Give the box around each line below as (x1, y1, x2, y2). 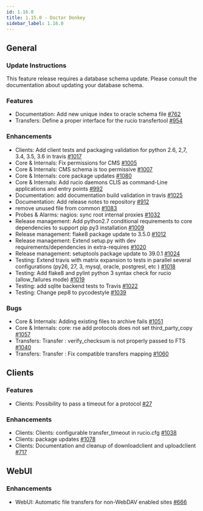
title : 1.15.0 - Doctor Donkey (6, 15, 86, 21)
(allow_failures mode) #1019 (15, 276, 85, 283)
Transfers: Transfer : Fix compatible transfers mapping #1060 (15, 350, 169, 357)
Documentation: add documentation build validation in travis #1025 (15, 191, 183, 199)
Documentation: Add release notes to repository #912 (15, 198, 150, 205)
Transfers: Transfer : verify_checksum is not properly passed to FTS (15, 337, 185, 345)
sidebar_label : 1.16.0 (6, 20, 64, 26)
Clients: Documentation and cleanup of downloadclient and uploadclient (15, 441, 196, 449)
